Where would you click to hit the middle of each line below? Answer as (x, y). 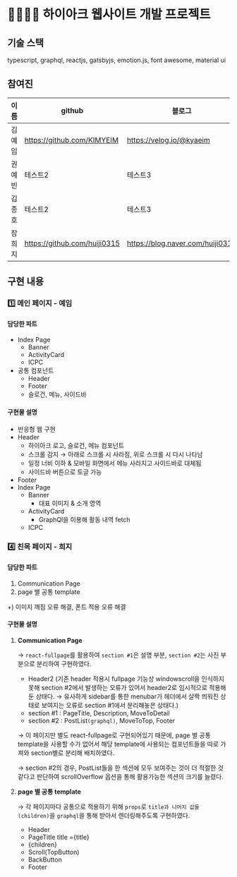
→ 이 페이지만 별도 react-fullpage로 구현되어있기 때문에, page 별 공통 (114, 735)
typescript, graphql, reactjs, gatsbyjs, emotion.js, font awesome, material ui (117, 60)
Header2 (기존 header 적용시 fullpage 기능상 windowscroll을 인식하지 (126, 679)
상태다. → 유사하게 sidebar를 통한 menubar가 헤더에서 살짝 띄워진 (127, 696)
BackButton (45, 859)
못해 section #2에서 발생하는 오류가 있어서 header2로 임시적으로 (118, 687)
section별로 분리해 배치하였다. (73, 753)
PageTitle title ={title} (59, 837)
